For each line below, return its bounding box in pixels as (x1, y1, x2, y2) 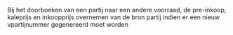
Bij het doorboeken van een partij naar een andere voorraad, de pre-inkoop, (7, 6, 227, 14)
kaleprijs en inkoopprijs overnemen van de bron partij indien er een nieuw (7, 13, 220, 21)
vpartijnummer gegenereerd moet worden (7, 21, 128, 28)
